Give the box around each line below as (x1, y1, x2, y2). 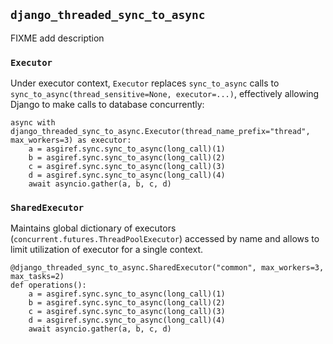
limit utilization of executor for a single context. (10, 244, 204, 256)
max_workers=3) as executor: (10, 135, 132, 146)
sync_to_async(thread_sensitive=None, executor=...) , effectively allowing (10, 88, 320, 100)
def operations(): (10, 280, 87, 291)
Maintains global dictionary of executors (10, 222, 177, 234)
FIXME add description (10, 32, 105, 44)
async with (10, 118, 56, 128)
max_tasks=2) (10, 272, 65, 282)
